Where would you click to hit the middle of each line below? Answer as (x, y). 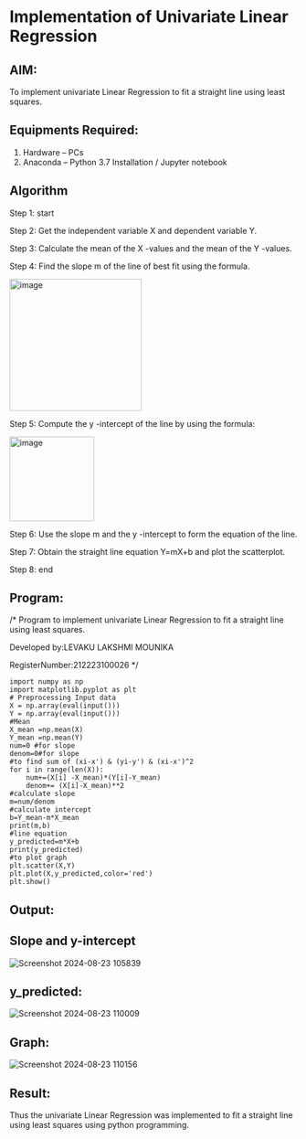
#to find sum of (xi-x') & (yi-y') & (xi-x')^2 (102, 762)
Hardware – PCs (53, 152)
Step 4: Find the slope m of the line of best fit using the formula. (130, 266)
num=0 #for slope (42, 746)
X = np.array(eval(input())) (65, 706)
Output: (32, 910)
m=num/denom (32, 802)
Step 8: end (31, 569)
